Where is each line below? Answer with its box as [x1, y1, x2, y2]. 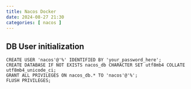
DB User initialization [6, 41, 85, 51]
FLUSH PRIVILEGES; [6, 78, 51, 84]
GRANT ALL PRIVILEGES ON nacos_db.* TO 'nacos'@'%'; [6, 72, 138, 78]
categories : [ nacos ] [6, 19, 62, 25]
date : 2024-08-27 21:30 [6, 14, 65, 20]
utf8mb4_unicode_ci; [6, 67, 57, 74]
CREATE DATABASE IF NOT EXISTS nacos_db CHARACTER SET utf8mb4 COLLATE [6, 62, 185, 68]
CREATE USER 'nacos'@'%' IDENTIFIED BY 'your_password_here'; [6, 57, 162, 63]
